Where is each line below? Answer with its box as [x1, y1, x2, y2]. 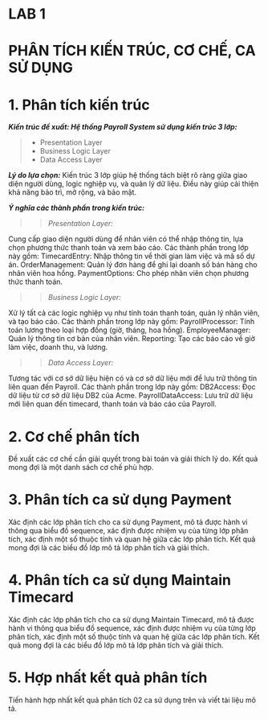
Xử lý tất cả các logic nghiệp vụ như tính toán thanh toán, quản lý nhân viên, [8, 308, 260, 318]
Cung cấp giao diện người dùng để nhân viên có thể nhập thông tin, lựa [8, 234, 244, 244]
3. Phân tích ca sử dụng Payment [8, 491, 232, 509]
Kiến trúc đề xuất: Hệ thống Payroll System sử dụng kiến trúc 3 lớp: [8, 122, 238, 132]
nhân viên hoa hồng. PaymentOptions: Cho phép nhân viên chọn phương [8, 269, 250, 278]
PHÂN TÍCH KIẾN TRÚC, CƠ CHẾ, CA [8, 42, 256, 60]
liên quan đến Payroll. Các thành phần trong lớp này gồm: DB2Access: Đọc [8, 382, 256, 392]
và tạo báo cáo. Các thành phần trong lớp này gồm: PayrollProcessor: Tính [8, 317, 255, 327]
